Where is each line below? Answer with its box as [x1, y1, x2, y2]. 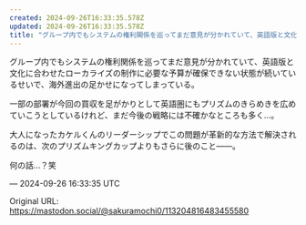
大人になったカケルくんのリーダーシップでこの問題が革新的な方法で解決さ [9, 129, 289, 140]
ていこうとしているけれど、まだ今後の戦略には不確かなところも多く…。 [9, 110, 280, 121]
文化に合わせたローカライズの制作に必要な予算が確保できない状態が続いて [9, 67, 289, 78]
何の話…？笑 [9, 160, 57, 171]
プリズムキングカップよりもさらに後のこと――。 [56, 140, 241, 151]
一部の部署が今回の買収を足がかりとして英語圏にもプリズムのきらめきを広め [9, 98, 297, 109]
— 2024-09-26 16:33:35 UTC [9, 179, 120, 189]
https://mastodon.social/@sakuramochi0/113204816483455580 [9, 206, 249, 217]
